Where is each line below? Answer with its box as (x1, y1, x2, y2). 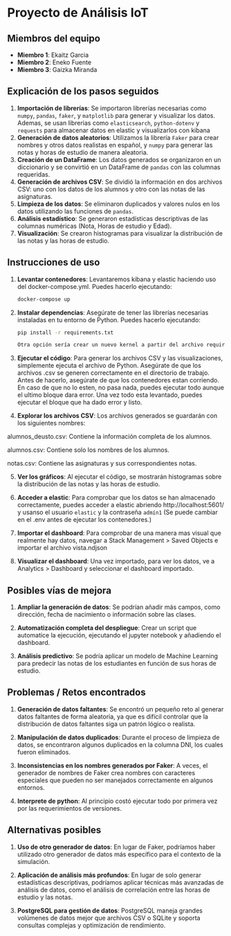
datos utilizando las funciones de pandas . (17, 206, 133, 215)
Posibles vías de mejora (7, 584, 112, 597)
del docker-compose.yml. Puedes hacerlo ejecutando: (17, 282, 172, 290)
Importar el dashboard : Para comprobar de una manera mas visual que (17, 529, 221, 538)
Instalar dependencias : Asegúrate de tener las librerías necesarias (17, 308, 209, 317)
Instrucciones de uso (7, 256, 100, 268)
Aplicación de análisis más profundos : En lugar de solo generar (17, 871, 202, 879)
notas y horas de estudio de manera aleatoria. (17, 148, 149, 157)
